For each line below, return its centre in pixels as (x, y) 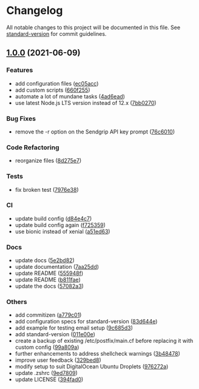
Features (20, 70)
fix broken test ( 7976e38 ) (47, 189)
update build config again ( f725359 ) (60, 225)
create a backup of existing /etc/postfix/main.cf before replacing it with (104, 341)
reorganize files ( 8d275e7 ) (48, 161)
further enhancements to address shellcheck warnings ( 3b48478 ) (98, 354)
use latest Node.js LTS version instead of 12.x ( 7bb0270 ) (86, 103)
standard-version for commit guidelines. (56, 33)
